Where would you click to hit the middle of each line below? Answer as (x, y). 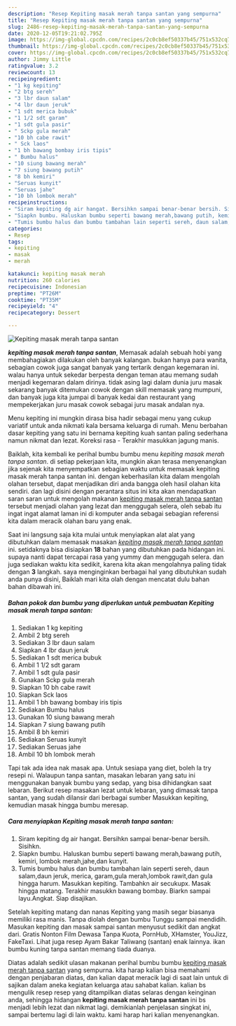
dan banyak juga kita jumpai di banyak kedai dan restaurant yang (102, 397)
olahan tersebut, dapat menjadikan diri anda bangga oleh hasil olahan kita (114, 484)
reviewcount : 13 (32, 72)
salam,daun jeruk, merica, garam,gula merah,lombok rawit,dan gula (115, 875)
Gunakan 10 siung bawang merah (66, 717)
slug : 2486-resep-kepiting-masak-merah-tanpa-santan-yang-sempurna (109, 27)
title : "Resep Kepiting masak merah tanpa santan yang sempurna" (105, 20)
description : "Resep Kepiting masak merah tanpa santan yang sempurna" (114, 14)
